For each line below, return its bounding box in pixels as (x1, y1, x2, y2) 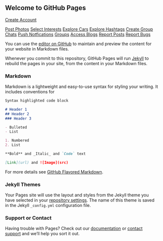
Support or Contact (5, 215, 52, 222)
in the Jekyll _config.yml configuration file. (5, 203, 91, 208)
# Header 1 (5, 107, 27, 112)
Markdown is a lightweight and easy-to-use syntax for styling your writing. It (5, 84, 158, 89)
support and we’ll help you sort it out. (5, 231, 80, 237)
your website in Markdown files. (5, 46, 69, 52)
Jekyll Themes (5, 181, 41, 188)
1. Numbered (5, 138, 29, 143)
